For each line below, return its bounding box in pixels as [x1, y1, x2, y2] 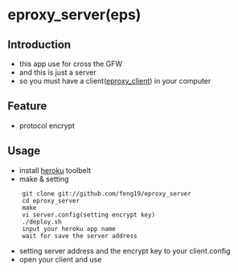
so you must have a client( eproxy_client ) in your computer [18, 76, 211, 85]
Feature [7, 99, 47, 113]
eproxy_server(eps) [7, 6, 142, 24]
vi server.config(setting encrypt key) [22, 211, 156, 219]
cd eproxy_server [22, 196, 80, 204]
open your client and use [18, 254, 102, 264]
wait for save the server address [22, 232, 137, 240]
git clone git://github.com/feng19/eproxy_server [22, 189, 192, 198]
